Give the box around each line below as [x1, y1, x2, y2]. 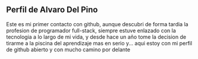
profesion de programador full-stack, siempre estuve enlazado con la [6, 27, 177, 34]
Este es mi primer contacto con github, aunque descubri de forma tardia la [6, 20, 188, 27]
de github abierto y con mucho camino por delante [6, 46, 131, 53]
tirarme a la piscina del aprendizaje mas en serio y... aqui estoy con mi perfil [6, 39, 192, 46]
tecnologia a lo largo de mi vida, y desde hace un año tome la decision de [6, 33, 186, 41]
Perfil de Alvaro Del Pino [6, 5, 98, 15]
